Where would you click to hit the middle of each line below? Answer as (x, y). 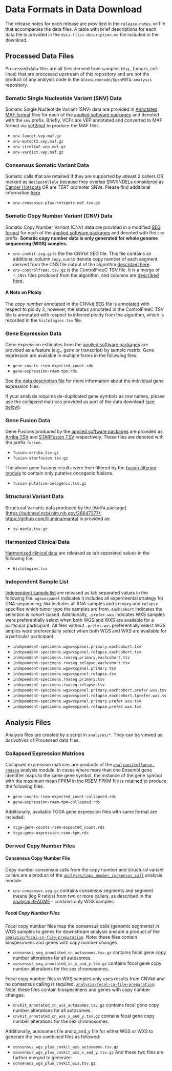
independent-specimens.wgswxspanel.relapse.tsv (64, 674)
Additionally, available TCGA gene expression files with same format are (81, 812)
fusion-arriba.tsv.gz (36, 453)
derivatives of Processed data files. (43, 740)
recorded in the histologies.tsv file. (44, 320)
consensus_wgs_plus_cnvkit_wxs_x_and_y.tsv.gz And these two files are (88, 1052)
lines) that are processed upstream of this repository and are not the (77, 74)
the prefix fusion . (24, 443)
